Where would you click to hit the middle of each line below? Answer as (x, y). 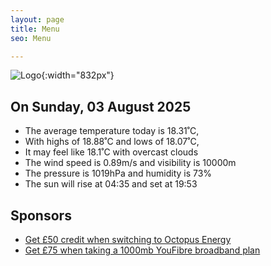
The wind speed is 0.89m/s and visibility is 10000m (130, 163)
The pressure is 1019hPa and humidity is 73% (118, 173)
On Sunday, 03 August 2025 (101, 106)
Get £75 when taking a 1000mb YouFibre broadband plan (142, 250)
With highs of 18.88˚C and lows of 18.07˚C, (112, 142)
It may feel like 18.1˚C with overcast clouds (111, 152)
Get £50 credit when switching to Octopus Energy (128, 239)
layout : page (37, 19)
